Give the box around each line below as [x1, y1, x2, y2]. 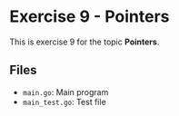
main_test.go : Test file [22, 96, 106, 107]
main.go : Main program [22, 86, 109, 97]
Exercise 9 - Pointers [9, 6, 170, 27]
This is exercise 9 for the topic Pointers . [9, 36, 160, 47]
